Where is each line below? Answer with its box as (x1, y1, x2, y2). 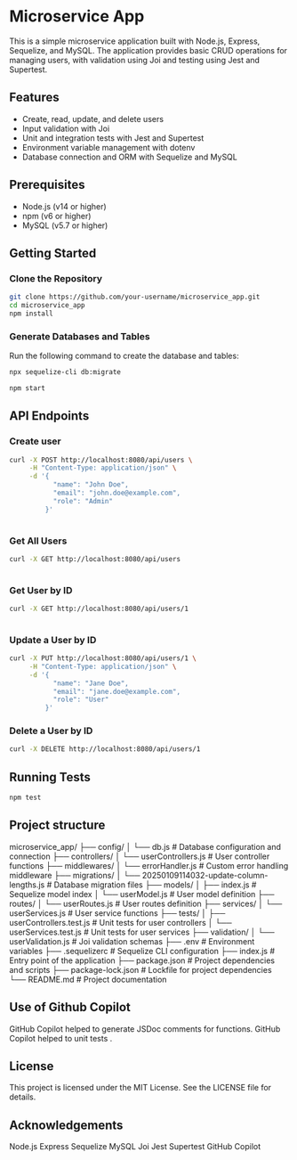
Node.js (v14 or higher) (21, 200, 107, 211)
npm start (9, 384, 46, 393)
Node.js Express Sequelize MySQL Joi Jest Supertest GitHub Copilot (9, 1141, 261, 1152)
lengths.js (9, 879, 45, 890)
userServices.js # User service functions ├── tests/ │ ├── (9, 907, 226, 919)
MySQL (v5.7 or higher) (21, 220, 108, 231)
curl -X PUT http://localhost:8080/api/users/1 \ (9, 654, 197, 663)
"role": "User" (52, 695, 109, 705)
